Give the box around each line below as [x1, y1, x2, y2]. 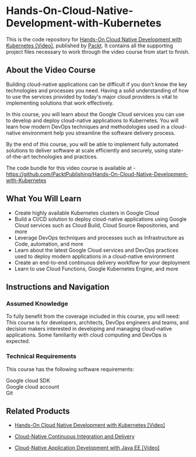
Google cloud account [6, 383, 60, 390]
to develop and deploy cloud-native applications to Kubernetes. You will [6, 117, 179, 124]
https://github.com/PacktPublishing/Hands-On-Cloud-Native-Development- [6, 171, 188, 178]
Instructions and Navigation [6, 282, 110, 292]
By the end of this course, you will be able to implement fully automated [6, 140, 178, 147]
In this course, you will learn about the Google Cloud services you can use [6, 110, 185, 117]
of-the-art [6, 153, 30, 160]
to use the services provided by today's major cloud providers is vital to [6, 93, 178, 100]
